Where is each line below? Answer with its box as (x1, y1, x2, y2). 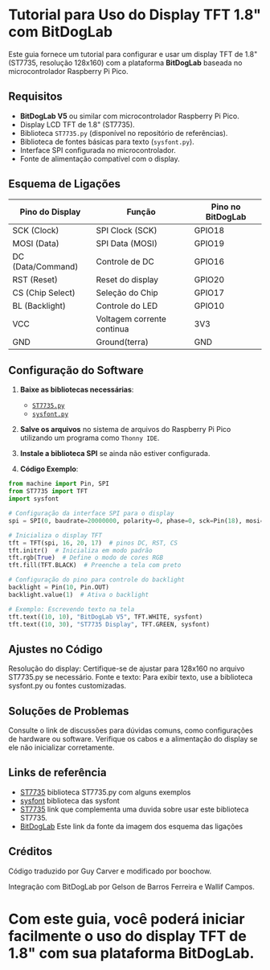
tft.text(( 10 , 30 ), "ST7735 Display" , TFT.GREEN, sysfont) (8, 620, 211, 628)
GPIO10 (194, 300, 225, 311)
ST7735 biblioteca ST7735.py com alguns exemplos (19, 787, 191, 797)
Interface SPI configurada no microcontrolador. (19, 145, 177, 154)
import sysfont (8, 495, 59, 503)
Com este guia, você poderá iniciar (8, 910, 245, 928)
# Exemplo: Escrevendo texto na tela (8, 605, 135, 613)
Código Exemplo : (19, 464, 79, 474)
